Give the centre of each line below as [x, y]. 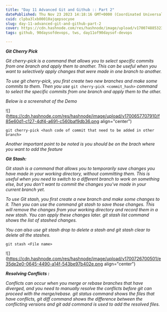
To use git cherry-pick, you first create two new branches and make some [82, 81]
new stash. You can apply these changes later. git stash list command [77, 215]
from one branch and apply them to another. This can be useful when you [81, 66]
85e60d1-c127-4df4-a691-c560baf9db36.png [53, 121]
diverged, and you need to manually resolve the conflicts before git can [79, 288]
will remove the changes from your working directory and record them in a [82, 210]
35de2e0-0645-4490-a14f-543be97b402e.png [54, 264]
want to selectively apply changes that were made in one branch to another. [84, 71]
